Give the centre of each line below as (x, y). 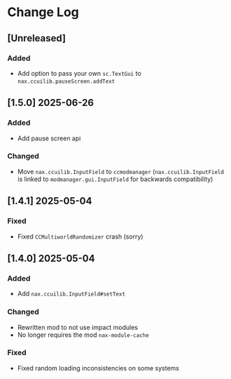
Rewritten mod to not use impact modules (78, 327)
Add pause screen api (49, 138)
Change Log (43, 12)
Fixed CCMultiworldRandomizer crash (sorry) (80, 237)
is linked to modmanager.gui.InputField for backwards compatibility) (115, 179)
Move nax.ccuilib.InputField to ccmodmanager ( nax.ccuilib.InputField (120, 171)
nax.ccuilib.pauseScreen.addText (66, 81)
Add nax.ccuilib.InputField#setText (71, 294)
